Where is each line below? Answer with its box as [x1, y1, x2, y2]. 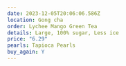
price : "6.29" [7, 36, 48, 43]
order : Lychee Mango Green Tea [7, 23, 98, 30]
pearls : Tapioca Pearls [7, 42, 76, 49]
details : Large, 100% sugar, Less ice [7, 29, 119, 36]
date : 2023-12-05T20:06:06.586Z [7, 10, 100, 17]
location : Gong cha [7, 16, 64, 23]
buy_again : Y [7, 49, 45, 56]
